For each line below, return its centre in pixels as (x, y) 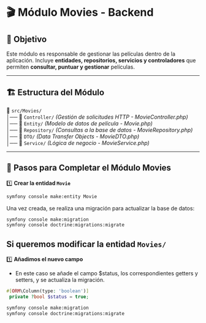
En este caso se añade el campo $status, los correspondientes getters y (106, 273)
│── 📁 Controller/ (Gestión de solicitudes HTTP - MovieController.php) (97, 117)
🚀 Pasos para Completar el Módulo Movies (89, 168)
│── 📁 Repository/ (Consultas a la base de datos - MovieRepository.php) (100, 130)
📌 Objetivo (27, 39)
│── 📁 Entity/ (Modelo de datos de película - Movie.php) (80, 123)
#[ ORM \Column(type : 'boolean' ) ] (48, 291)
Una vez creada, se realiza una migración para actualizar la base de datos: (101, 208)
